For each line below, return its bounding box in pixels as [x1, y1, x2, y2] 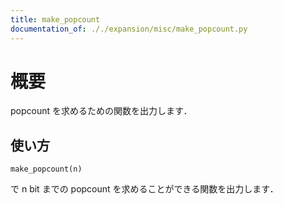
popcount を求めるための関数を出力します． [10, 105, 193, 117]
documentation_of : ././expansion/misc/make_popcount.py [10, 24, 248, 34]
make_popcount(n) [10, 164, 83, 175]
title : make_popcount [10, 14, 101, 25]
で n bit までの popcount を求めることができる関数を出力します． [10, 183, 279, 195]
